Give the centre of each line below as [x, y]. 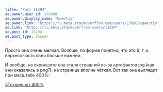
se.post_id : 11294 [24, 32]
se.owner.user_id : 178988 [31, 14]
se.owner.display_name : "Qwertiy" [40, 18]
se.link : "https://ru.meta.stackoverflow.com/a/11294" [62, 28]
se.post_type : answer [27, 37]
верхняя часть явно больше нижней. [43, 55]
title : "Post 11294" [26, 9]
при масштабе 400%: [27, 75]
